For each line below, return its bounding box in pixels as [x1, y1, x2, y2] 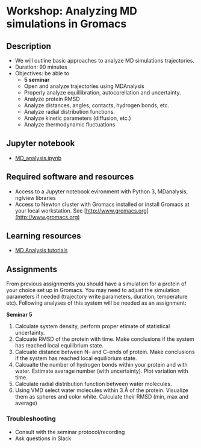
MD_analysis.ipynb [14, 154, 62, 161]
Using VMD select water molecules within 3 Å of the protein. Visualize [14, 387, 188, 394]
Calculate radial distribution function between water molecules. [14, 381, 172, 388]
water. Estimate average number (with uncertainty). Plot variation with [14, 367, 188, 375]
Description [6, 41, 51, 51]
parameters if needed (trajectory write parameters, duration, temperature [6, 293, 188, 300]
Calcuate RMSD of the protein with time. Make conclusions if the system [14, 335, 194, 343]
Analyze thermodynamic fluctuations [23, 121, 116, 128]
